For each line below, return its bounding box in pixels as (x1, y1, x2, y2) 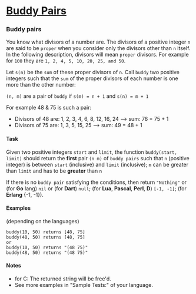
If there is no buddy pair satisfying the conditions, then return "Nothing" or (6, 179, 187, 186)
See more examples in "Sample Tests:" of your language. (14, 282, 154, 289)
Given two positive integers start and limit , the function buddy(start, (6, 148, 178, 156)
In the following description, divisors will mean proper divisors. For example (6, 51, 190, 58)
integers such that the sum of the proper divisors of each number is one (6, 75, 178, 82)
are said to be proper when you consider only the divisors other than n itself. (6, 45, 191, 52)
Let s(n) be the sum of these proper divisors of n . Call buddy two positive (6, 69, 180, 76)
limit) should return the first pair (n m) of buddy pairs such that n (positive (6, 154, 190, 161)
